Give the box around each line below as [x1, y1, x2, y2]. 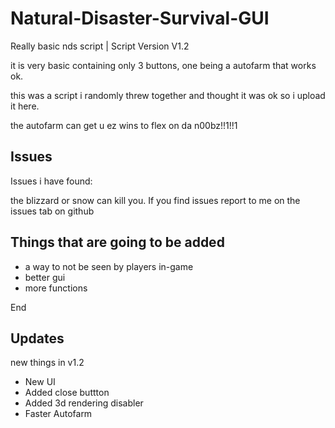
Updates [10, 330, 65, 347]
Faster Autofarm [24, 408, 93, 420]
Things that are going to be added [10, 234, 225, 251]
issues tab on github [10, 205, 95, 217]
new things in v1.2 [10, 357, 85, 369]
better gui [24, 271, 66, 283]
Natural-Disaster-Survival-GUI [10, 7, 270, 30]
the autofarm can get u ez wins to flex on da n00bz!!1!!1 [10, 119, 238, 131]
